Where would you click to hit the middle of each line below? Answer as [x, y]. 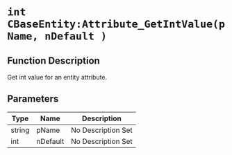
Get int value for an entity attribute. [57, 77]
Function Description [54, 61]
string [20, 130]
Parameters [33, 99]
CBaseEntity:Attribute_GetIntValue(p [116, 25]
